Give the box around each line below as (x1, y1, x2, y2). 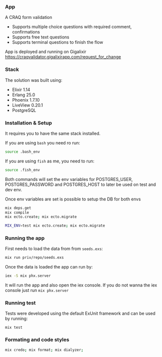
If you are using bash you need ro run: (5, 140, 81, 145)
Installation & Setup (5, 119, 52, 126)
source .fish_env (5, 167, 40, 172)
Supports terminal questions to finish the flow (12, 39, 103, 45)
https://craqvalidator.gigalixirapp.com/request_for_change (5, 54, 121, 60)
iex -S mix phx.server (5, 273, 51, 278)
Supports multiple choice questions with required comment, (12, 24, 132, 30)
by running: (5, 316, 28, 321)
